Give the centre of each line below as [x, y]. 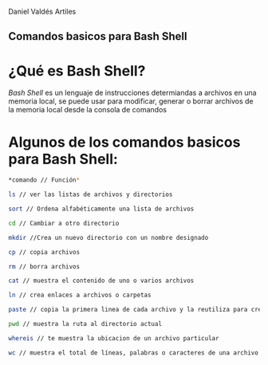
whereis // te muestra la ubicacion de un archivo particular [114, 338]
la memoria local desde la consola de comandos [88, 110]
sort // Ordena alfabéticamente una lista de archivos [101, 209]
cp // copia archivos [44, 252]
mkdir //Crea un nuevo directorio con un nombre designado [108, 237]
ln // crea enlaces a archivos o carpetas [80, 295]
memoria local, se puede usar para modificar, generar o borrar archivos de [131, 101]
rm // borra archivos [44, 266]
